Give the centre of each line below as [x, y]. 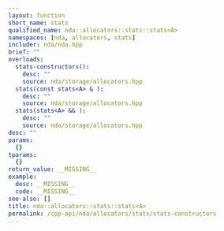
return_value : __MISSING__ [52, 170]
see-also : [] [30, 199]
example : [22, 177]
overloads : [26, 60]
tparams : [22, 155]
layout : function [37, 15]
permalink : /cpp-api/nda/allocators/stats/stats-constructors [112, 214]
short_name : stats [38, 23]
